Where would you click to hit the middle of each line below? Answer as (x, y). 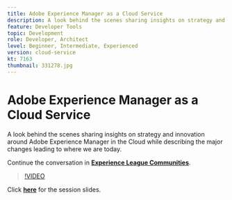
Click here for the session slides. (54, 190)
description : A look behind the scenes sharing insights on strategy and (116, 20)
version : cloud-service (42, 53)
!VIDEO (34, 176)
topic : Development (35, 33)
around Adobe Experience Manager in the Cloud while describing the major (115, 141)
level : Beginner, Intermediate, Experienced (73, 46)
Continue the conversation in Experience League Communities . (99, 162)
